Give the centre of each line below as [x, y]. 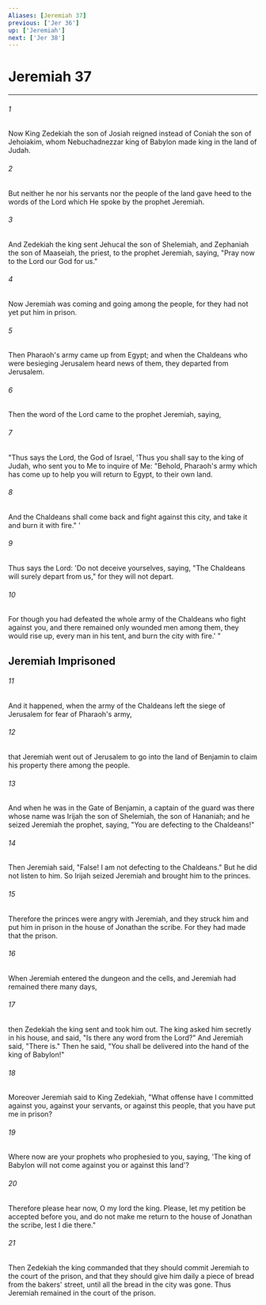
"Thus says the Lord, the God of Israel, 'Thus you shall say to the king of [126, 457]
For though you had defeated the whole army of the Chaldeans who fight [127, 619]
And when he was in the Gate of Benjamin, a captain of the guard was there [131, 808]
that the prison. [33, 936]
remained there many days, [53, 986]
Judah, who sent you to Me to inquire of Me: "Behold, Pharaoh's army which [133, 465]
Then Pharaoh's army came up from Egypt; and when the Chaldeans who [128, 355]
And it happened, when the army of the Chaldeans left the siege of [117, 706]
